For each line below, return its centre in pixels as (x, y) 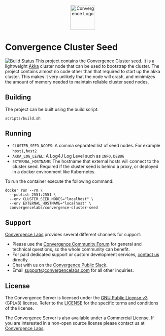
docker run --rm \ (24, 190)
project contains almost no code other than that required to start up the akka (83, 71)
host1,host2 (24, 151)
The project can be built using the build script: (52, 109)
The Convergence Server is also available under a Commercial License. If (80, 318)
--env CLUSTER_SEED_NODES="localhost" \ (51, 199)
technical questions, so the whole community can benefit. (71, 250)
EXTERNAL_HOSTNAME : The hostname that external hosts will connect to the (85, 161)
